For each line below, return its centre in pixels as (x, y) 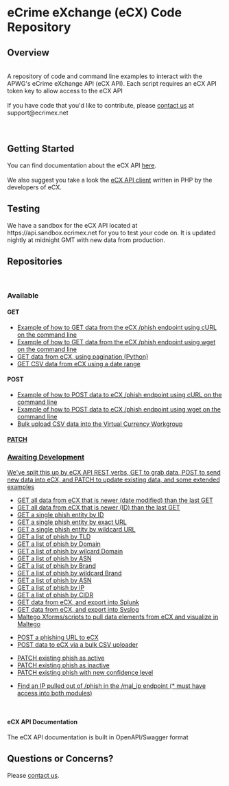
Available (23, 296)
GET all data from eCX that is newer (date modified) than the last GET (115, 500)
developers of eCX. (34, 187)
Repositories (35, 262)
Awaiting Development (46, 457)
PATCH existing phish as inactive (63, 665)
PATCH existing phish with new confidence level (85, 672)
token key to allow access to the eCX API (65, 91)
